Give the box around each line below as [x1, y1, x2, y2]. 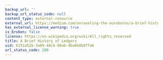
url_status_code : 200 [5, 47, 49, 52]
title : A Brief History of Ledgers [5, 39, 77, 44]
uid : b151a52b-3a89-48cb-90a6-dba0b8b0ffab [5, 43, 95, 48]
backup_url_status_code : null [5, 12, 66, 16]
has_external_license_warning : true [5, 25, 79, 30]
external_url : [5, 20, 34, 26]
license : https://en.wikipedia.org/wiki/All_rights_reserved [5, 34, 131, 39]
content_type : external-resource [5, 16, 73, 21]
